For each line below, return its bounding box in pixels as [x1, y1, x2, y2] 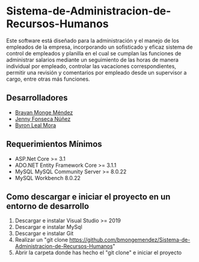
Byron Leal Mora [14, 122, 57, 129]
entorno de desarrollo [6, 201, 89, 211]
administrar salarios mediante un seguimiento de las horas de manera [6, 56, 179, 63]
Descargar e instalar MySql [14, 223, 82, 231]
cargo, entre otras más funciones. [6, 75, 90, 83]
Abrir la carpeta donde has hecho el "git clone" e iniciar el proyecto [14, 249, 182, 257]
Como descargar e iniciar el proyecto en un [6, 192, 171, 202]
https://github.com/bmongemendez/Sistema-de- [69, 236, 191, 243]
